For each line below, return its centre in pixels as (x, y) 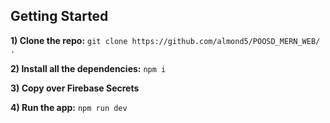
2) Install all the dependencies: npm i (88, 68)
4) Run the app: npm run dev (69, 107)
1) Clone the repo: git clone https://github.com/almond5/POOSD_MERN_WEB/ (165, 40)
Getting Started (59, 16)
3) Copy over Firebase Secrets (75, 88)
